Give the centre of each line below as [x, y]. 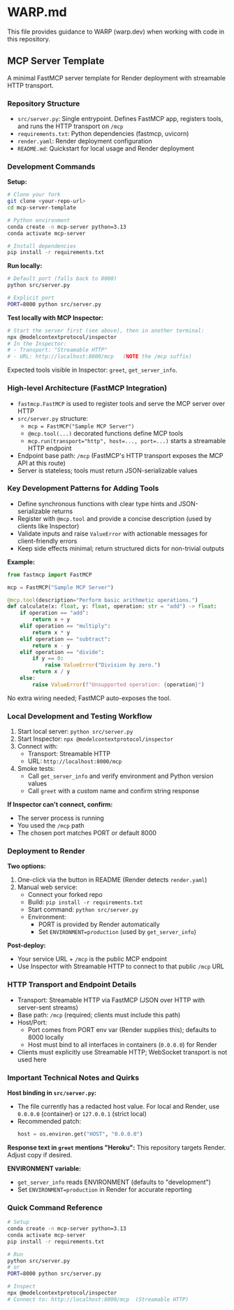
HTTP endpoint [50, 448]
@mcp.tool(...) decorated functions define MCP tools [105, 433]
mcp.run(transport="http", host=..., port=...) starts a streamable [127, 440]
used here [32, 1059]
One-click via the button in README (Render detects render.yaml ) [112, 880]
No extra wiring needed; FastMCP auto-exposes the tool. [89, 698]
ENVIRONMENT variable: [44, 1168]
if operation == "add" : [54, 613]
